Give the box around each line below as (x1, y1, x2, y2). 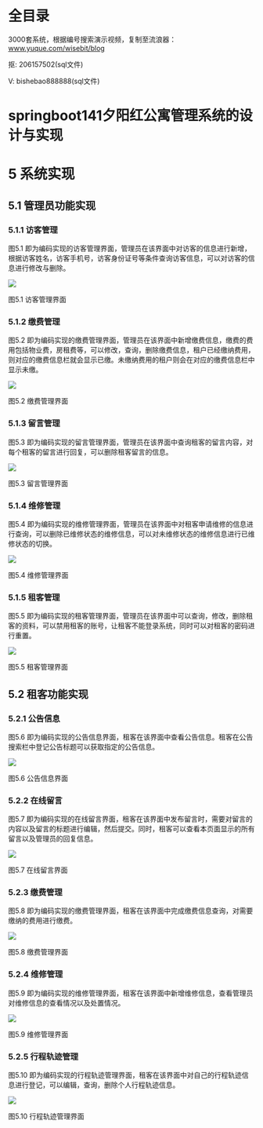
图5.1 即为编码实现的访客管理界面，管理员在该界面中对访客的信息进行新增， (8, 244, 252, 253)
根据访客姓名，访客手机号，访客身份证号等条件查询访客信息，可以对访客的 (8, 254, 248, 263)
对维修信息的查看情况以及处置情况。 (8, 998, 125, 1007)
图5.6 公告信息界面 (8, 773, 69, 783)
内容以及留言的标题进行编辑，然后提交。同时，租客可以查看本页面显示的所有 (8, 824, 255, 834)
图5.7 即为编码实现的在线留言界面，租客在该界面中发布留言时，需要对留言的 (8, 814, 253, 824)
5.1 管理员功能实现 (8, 199, 96, 212)
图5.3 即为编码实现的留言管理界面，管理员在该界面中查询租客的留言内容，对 (8, 437, 254, 447)
